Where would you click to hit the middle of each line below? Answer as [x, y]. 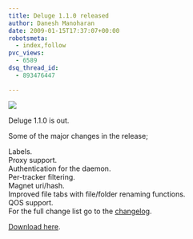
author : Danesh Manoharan [51, 23]
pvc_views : [26, 53]
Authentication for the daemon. [60, 168]
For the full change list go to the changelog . [80, 211]
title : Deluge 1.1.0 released [59, 16]
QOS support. [31, 202]
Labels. [20, 151]
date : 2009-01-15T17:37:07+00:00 [64, 30]
